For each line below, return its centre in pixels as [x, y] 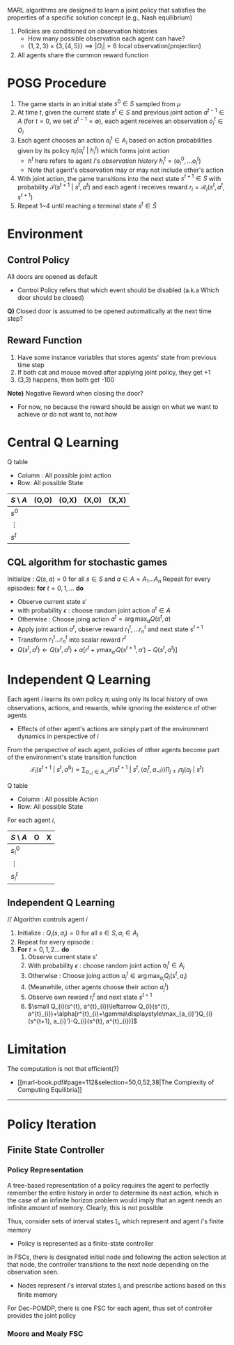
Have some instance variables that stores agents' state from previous [117, 357]
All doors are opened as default [52, 277]
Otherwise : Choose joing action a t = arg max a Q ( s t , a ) [94, 619]
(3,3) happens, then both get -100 [66, 380]
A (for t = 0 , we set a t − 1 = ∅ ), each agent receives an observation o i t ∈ [120, 121]
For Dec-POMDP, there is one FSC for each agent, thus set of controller [110, 1308]
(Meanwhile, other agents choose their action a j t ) [98, 987]
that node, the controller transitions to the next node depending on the [108, 1265]
